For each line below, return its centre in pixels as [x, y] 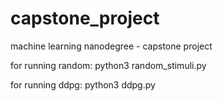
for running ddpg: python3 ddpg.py [83, 84]
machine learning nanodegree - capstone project [111, 46]
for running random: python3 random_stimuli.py [108, 65]
